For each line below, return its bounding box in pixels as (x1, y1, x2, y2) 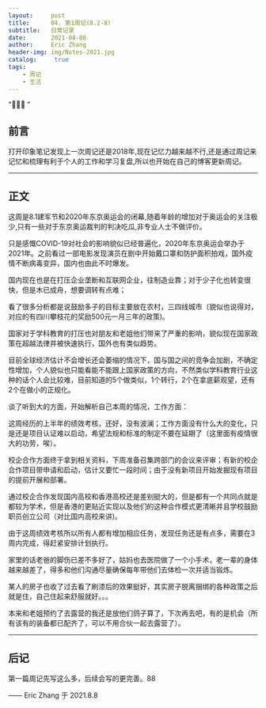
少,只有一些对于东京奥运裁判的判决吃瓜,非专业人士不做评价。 (8, 222, 207, 232)
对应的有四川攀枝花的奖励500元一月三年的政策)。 (8, 312, 170, 321)
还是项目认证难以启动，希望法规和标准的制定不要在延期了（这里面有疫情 (14, 429, 251, 438)
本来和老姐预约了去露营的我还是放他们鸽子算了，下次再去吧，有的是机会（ (8, 608, 251, 618)
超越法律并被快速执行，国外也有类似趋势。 (21, 339, 161, 348)
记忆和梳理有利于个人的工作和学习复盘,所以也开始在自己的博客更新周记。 (8, 157, 247, 166)
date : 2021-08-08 (8, 33, 87, 42)
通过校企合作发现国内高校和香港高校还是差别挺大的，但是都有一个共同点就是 (8, 492, 258, 502)
